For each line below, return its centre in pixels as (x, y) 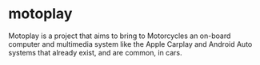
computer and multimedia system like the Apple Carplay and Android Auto (130, 44)
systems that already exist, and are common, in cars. (95, 52)
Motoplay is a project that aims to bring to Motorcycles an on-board (120, 36)
